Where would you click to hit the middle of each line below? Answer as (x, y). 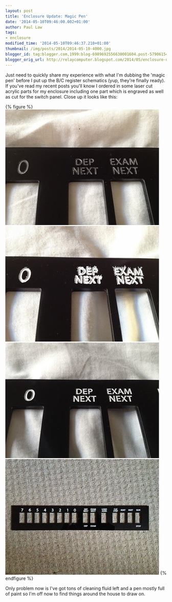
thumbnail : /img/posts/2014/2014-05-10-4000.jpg (58, 49)
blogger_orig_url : (25, 60)
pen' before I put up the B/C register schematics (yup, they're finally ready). (85, 80)
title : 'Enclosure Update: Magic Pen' (47, 16)
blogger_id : (18, 54)
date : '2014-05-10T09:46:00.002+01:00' (48, 22)
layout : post (19, 11)
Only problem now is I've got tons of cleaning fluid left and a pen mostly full (85, 588)
